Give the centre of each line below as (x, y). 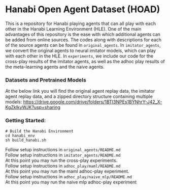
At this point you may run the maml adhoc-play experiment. (67, 171)
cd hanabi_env (20, 135)
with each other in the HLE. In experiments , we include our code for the (79, 56)
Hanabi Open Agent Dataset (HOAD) (83, 9)
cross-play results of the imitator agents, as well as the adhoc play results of (85, 61)
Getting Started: (26, 121)
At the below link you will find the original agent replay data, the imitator (80, 91)
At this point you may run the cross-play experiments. (61, 160)
